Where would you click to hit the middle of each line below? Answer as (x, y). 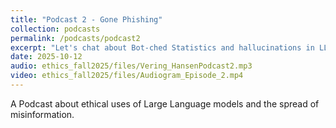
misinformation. (42, 114)
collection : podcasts (55, 29)
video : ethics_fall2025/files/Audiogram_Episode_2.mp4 (127, 76)
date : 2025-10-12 (46, 57)
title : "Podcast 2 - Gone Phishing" (86, 19)
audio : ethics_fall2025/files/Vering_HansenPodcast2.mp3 (131, 66)
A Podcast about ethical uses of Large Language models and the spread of (165, 103)
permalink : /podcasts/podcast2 (75, 38)
